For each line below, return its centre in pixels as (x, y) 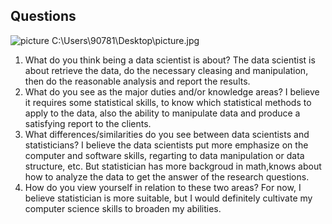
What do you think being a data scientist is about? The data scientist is (170, 60)
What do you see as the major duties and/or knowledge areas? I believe (172, 91)
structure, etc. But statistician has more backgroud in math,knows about (173, 166)
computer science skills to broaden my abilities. (123, 208)
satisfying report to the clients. (88, 123)
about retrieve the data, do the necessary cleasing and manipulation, (166, 70)
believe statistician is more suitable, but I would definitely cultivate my (168, 198)
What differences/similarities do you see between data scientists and (167, 134)
